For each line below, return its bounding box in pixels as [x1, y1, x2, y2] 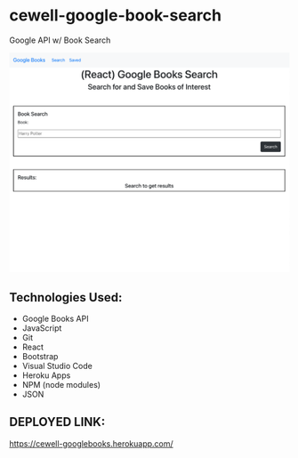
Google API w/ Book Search [9, 35, 111, 45]
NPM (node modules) [21, 379, 101, 390]
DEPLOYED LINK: [9, 414, 106, 430]
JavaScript [21, 322, 62, 333]
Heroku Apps [21, 370, 71, 381]
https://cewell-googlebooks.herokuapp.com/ [9, 438, 173, 449]
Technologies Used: [9, 290, 123, 305]
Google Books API [21, 313, 89, 324]
